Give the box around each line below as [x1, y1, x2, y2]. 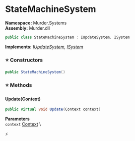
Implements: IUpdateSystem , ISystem [5, 44, 83, 50]
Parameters [5, 116, 30, 122]
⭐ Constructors [5, 56, 43, 63]
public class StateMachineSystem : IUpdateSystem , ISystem [5, 35, 130, 40]
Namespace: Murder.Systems [5, 20, 67, 26]
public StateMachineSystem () [5, 70, 66, 75]
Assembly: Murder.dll [5, 25, 50, 31]
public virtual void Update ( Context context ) [5, 107, 101, 112]
